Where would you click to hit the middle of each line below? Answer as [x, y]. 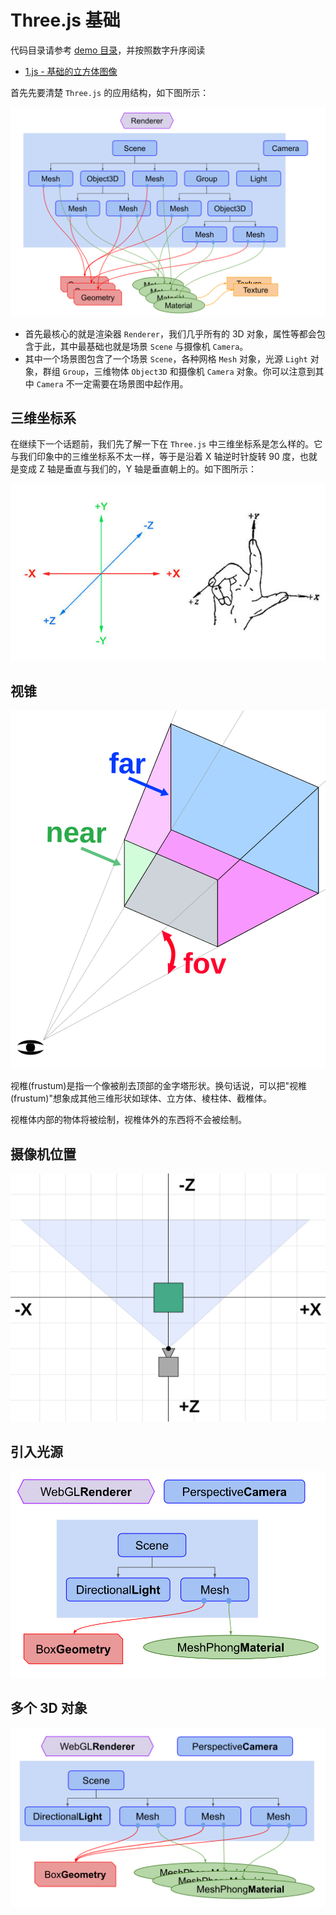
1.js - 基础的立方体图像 [71, 71]
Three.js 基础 [65, 20]
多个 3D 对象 [49, 1708]
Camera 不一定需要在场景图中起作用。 [112, 383]
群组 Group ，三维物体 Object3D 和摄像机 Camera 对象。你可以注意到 [179, 371]
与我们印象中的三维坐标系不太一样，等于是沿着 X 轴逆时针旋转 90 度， [155, 457]
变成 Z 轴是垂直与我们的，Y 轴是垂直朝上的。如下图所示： [138, 469]
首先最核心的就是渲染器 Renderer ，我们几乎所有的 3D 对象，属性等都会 [170, 333]
